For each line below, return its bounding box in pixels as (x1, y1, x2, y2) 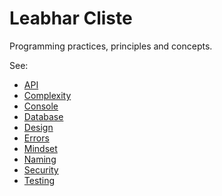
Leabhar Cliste (9, 7, 133, 30)
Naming (23, 153, 57, 165)
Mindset (23, 142, 58, 154)
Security (23, 163, 59, 176)
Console (23, 100, 59, 112)
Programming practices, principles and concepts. (9, 40, 213, 52)
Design (23, 121, 54, 133)
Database (23, 110, 64, 122)
